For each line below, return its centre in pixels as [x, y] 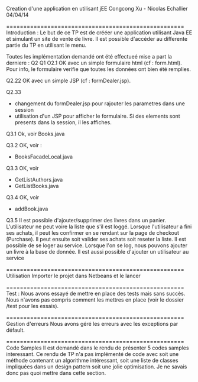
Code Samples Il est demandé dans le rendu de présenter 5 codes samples [98, 348]
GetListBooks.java [37, 186]
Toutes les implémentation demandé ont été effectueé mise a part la [89, 56]
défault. [16, 330]
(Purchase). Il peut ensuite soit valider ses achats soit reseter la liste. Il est [96, 239]
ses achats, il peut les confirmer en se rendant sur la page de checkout [92, 233]
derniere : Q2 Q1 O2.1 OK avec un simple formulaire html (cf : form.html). [94, 63]
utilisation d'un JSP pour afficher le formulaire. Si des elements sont [97, 116]
